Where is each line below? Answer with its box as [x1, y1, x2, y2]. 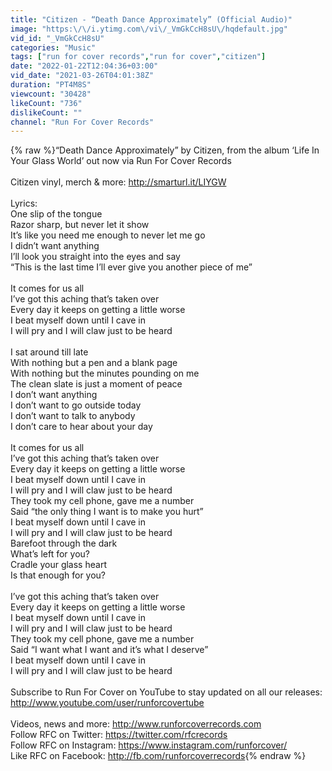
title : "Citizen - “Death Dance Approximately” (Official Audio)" [10, 14, 293, 25]
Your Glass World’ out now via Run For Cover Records [10, 155, 232, 167]
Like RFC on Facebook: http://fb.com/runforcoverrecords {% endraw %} [10, 750, 307, 762]
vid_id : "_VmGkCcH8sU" [10, 33, 105, 43]
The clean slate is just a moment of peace [10, 378, 183, 390]
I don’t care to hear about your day [10, 421, 153, 433]
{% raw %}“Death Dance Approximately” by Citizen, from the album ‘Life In [10, 144, 320, 156]
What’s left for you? [10, 548, 90, 560]
